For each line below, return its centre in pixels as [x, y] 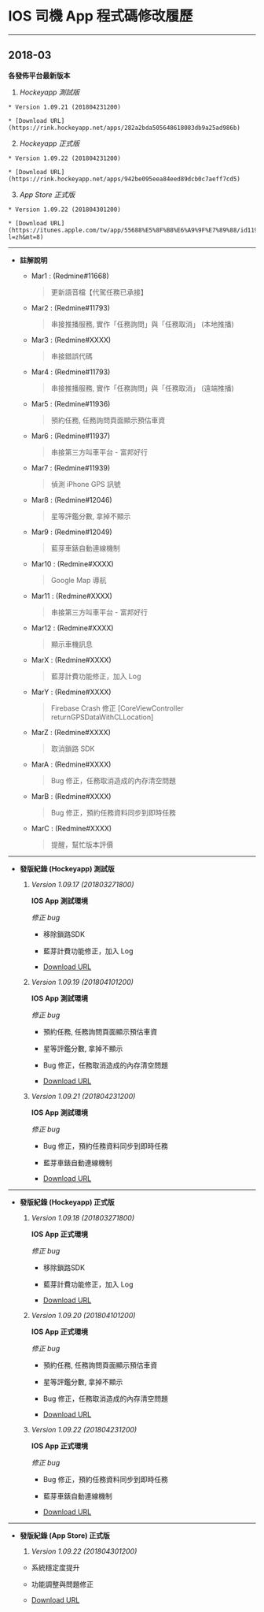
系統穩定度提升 [55, 1567]
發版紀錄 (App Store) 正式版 [64, 1535]
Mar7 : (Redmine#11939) [71, 468]
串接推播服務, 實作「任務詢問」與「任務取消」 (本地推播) [142, 324]
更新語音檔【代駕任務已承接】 [99, 292]
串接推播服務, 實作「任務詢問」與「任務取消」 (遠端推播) [142, 388]
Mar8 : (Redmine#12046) [71, 500]
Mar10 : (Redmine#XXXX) [72, 563]
